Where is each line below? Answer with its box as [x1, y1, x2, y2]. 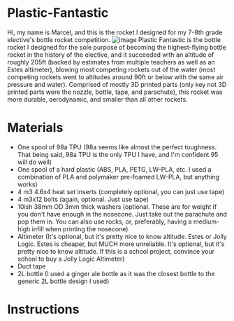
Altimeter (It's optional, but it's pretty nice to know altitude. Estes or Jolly [17, 232, 227, 240]
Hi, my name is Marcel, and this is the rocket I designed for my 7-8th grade [7, 28, 223, 36]
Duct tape [17, 261, 46, 271]
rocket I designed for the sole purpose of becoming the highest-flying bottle [7, 43, 226, 51]
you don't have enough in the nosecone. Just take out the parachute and [17, 210, 227, 218]
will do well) [17, 158, 52, 166]
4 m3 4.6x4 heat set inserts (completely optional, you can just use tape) [17, 187, 225, 196]
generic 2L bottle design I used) [17, 277, 110, 285]
